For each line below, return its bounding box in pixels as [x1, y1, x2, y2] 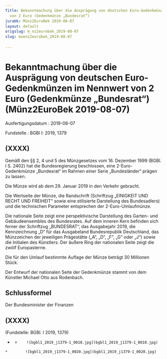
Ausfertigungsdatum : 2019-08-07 [5, 120, 76, 126]
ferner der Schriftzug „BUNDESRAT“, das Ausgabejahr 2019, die [5, 223, 136, 229]
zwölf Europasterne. [5, 244, 47, 251]
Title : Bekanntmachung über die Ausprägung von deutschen [5, 8, 128, 13]
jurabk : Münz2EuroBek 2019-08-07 [5, 18, 75, 23]
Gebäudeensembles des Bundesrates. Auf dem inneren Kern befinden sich [5, 218, 159, 224]
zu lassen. [5, 173, 26, 179]
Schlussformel [5, 289, 52, 297]
